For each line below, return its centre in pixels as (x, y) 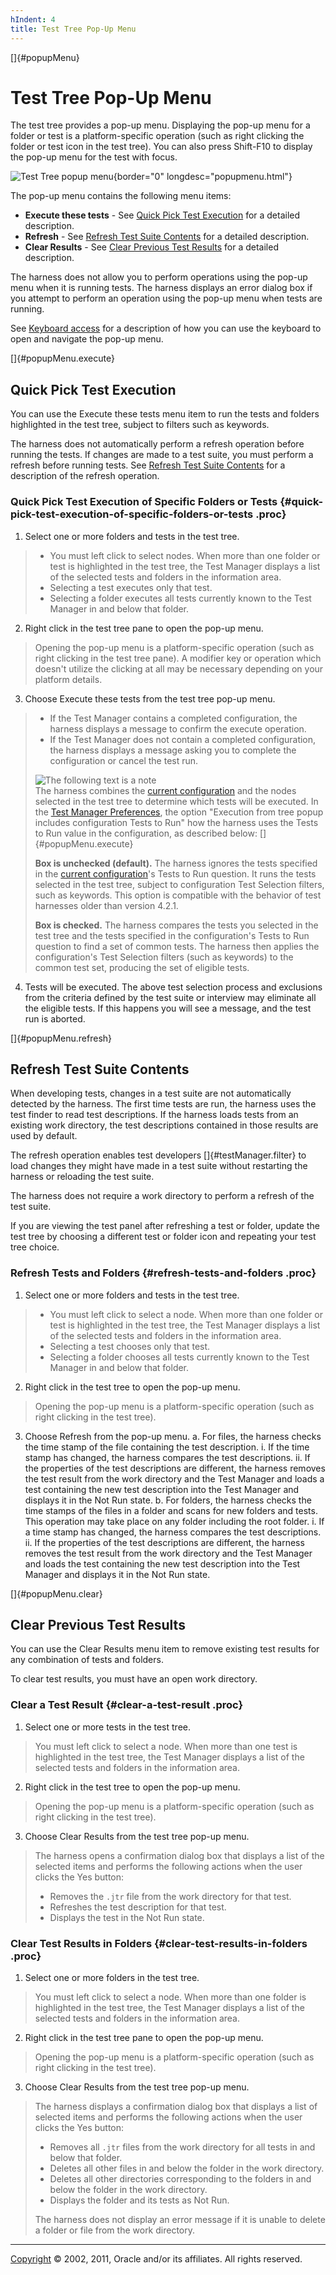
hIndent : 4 (33, 19)
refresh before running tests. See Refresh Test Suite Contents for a (148, 465)
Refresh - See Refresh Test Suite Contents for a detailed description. (167, 237)
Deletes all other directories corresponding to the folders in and (180, 2179)
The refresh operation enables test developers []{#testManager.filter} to (158, 1155)
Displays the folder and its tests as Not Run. (139, 2200)
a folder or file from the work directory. (115, 2230)
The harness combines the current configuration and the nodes (165, 790)
